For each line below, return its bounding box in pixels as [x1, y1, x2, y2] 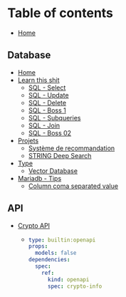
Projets [17, 136, 39, 145]
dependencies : [28, 256, 70, 264]
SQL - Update [28, 90, 69, 99]
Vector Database [28, 166, 78, 175]
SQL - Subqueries [28, 113, 81, 122]
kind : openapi [47, 276, 90, 283]
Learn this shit [17, 75, 60, 84]
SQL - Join [28, 121, 61, 130]
